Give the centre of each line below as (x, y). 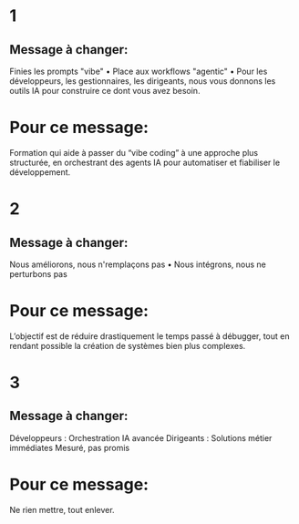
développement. (40, 172)
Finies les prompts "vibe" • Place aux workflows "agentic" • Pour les (139, 71)
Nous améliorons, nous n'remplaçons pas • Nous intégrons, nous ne (138, 264)
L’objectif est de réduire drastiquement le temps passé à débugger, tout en (149, 336)
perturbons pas (39, 273)
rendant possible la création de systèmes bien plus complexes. (128, 345)
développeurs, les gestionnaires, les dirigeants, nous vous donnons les (143, 81)
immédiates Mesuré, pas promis (70, 447)
